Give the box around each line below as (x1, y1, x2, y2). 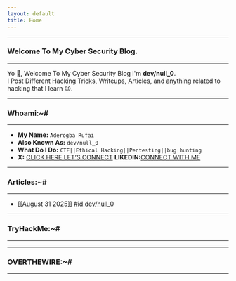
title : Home (7, 17, 42, 24)
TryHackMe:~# (7, 224, 60, 234)
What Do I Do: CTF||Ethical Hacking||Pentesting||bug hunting (17, 145, 202, 155)
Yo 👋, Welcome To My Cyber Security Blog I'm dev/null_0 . (7, 69, 176, 77)
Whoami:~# (7, 108, 49, 118)
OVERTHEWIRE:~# (7, 257, 72, 267)
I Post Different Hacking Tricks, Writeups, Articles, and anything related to (7, 77, 221, 85)
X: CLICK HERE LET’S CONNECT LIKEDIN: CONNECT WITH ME (17, 153, 201, 162)
